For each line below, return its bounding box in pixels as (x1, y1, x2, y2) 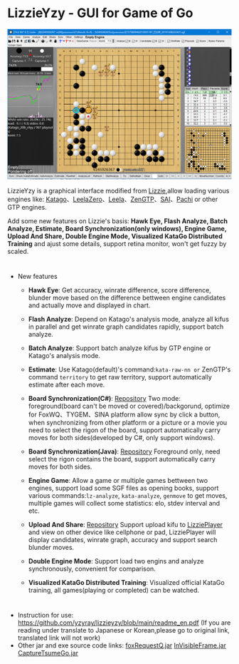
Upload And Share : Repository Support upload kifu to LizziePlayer (28, 521, 223, 529)
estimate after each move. (28, 380, 105, 389)
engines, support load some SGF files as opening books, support (28, 484, 219, 493)
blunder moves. (28, 543, 75, 552)
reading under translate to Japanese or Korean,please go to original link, (17, 626, 230, 635)
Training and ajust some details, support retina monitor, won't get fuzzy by (7, 240, 227, 248)
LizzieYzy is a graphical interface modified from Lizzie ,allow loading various (7, 187, 230, 195)
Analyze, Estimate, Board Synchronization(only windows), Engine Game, (7, 225, 227, 233)
